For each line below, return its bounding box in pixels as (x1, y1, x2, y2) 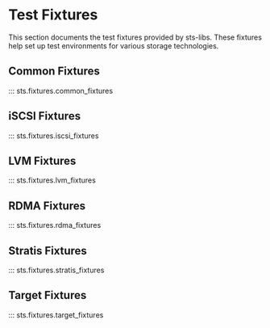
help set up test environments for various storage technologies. (8, 40, 219, 50)
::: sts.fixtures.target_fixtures (8, 309, 104, 320)
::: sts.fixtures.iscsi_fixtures (8, 131, 99, 141)
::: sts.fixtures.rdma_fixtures (8, 221, 102, 230)
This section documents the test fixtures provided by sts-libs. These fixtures (8, 32, 262, 42)
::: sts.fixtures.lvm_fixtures (8, 175, 97, 185)
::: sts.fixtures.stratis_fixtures (8, 265, 105, 275)
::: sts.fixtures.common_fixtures (8, 86, 114, 95)
